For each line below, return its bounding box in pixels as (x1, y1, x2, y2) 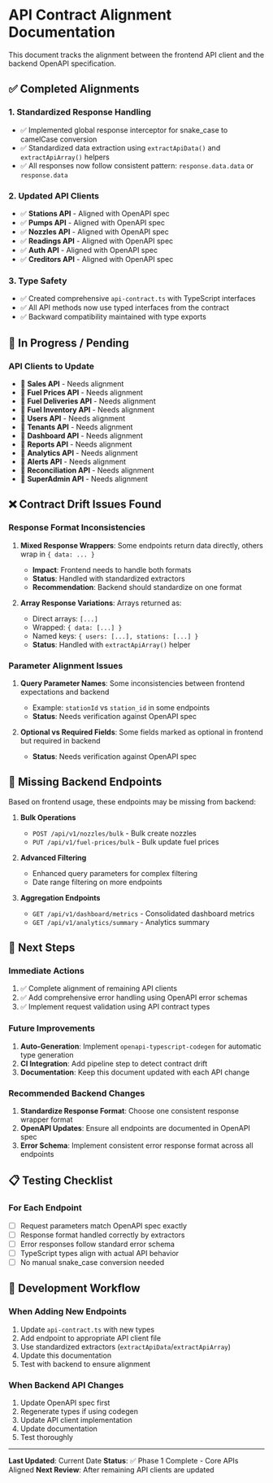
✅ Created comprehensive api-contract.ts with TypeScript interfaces (19, 294, 256, 303)
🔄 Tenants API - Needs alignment (19, 421, 133, 432)
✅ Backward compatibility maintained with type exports (19, 312, 207, 322)
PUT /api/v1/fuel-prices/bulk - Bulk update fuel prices (32, 836, 219, 847)
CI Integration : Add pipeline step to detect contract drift (19, 1058, 208, 1068)
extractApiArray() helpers (19, 152, 110, 162)
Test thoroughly (19, 1432, 73, 1442)
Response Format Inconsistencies (8, 522, 146, 534)
